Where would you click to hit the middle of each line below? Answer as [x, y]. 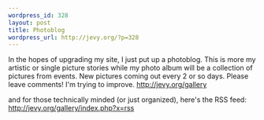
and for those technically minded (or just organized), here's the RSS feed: [127, 100]
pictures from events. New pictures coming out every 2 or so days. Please [128, 76]
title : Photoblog [37, 30]
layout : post [30, 23]
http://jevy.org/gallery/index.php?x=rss [71, 108]
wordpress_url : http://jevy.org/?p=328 [74, 37]
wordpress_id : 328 [38, 15]
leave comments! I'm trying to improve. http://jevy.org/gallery [108, 85]
